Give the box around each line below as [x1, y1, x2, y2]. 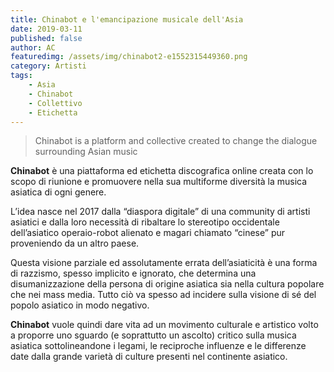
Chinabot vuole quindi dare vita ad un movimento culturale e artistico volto [10, 319, 319, 331]
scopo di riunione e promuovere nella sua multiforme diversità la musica [10, 176, 308, 188]
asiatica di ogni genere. [10, 186, 107, 198]
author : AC [10, 42, 56, 53]
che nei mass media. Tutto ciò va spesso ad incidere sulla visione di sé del [10, 289, 317, 301]
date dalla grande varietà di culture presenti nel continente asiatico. [10, 351, 288, 363]
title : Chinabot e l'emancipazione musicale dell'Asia [10, 14, 244, 25]
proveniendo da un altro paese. [10, 237, 140, 250]
